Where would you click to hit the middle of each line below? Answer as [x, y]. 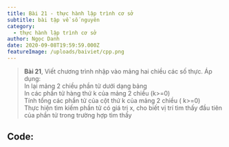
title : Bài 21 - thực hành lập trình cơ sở [70, 13]
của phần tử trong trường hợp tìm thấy [78, 115]
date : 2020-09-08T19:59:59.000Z [53, 45]
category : [21, 26]
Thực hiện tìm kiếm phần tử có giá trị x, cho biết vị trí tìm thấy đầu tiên [123, 108]
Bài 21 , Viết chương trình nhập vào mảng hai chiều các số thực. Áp [118, 71]
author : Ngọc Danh [33, 39]
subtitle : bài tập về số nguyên [53, 20]
